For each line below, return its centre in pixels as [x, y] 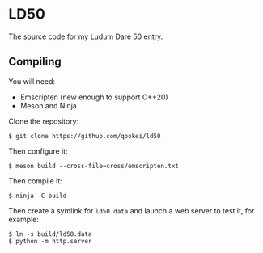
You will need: [32, 81]
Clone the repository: [44, 121]
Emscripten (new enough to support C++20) [94, 97]
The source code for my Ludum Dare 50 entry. [86, 36]
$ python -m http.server [50, 241]
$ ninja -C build [38, 196]
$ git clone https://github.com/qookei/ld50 [85, 136]
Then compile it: [35, 181]
